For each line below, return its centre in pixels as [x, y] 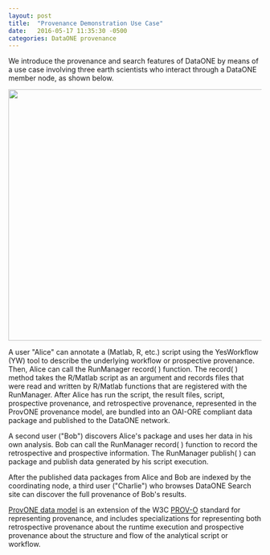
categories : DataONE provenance [62, 38]
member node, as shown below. [61, 78]
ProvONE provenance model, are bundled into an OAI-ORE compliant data [131, 412]
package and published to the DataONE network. [89, 421]
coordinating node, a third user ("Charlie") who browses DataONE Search [130, 486]
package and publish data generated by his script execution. [108, 462]
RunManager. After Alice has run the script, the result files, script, [117, 395]
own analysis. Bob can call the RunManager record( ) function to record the [133, 445]
